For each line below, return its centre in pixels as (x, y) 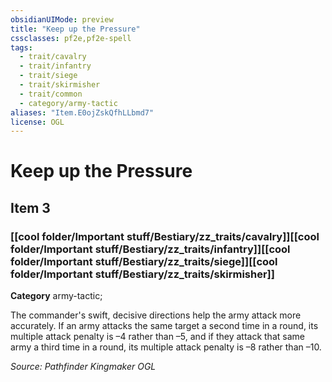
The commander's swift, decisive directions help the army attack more (156, 315)
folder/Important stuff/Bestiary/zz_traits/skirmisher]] (142, 274)
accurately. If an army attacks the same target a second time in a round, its (164, 326)
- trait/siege (48, 76)
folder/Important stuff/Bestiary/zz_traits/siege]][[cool (144, 261)
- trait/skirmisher (60, 85)
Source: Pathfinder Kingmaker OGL (83, 367)
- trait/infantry (55, 66)
